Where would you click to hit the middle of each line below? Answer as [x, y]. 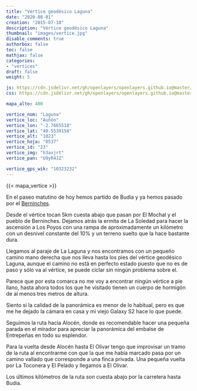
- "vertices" [22, 66]
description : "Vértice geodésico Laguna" [57, 28]
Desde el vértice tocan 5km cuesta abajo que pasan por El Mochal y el [91, 215]
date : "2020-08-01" [30, 17]
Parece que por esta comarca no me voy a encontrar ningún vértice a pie [94, 281]
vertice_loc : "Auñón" [33, 120]
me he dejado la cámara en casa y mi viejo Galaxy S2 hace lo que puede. [94, 311]
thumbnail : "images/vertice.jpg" [47, 34]
